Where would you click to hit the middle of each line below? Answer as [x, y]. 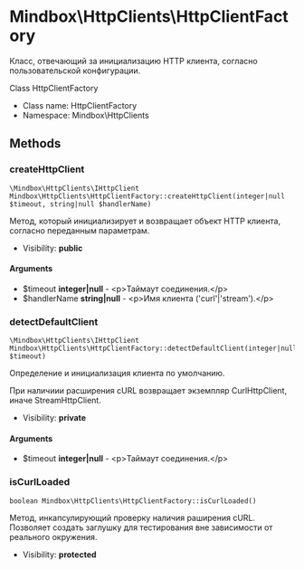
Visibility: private [54, 418]
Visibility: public [52, 248]
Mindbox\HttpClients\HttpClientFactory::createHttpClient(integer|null [147, 196]
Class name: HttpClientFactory [80, 105]
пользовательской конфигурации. [75, 71]
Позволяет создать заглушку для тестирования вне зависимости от [141, 527]
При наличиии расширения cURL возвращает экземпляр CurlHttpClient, [148, 391]
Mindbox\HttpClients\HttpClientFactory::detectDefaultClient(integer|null [153, 349]
